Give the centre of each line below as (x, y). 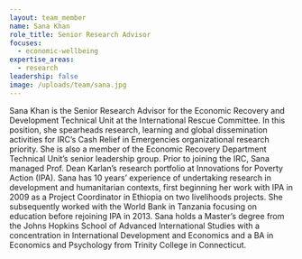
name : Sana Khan (40, 26)
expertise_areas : (42, 60)
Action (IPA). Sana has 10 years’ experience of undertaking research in (141, 178)
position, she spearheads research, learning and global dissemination (138, 129)
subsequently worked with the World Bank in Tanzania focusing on (133, 206)
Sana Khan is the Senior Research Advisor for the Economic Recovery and (147, 110)
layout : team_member (48, 18)
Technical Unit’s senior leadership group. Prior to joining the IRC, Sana (140, 158)
